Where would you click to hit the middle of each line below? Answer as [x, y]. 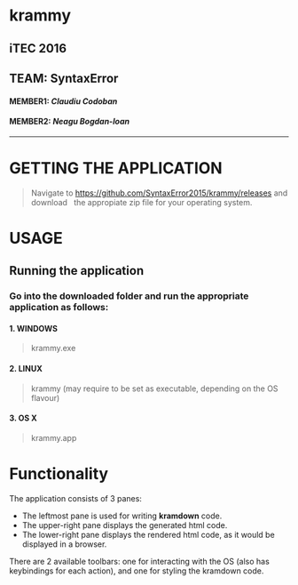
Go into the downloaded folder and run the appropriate [129, 296]
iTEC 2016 [38, 48]
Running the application [77, 271]
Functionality [59, 474]
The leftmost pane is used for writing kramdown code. [122, 516]
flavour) [45, 397]
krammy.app [54, 437]
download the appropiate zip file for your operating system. [141, 202]
